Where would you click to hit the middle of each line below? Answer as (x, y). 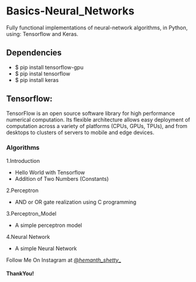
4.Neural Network (28, 236)
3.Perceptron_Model (31, 213)
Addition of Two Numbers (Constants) (62, 178)
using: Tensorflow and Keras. (42, 34)
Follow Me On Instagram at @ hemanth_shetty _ (64, 260)
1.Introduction (23, 160)
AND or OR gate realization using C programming (76, 202)
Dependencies (34, 53)
